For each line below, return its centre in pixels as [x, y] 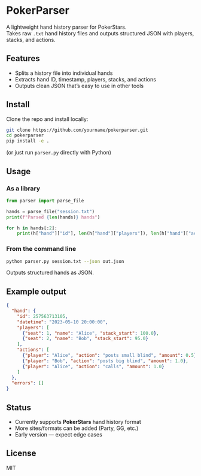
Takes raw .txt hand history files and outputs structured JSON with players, [100, 33]
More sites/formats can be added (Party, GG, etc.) [77, 428]
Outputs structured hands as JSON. [50, 272]
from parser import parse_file [45, 201]
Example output [36, 291]
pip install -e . [28, 141]
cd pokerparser [25, 135]
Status [19, 407]
